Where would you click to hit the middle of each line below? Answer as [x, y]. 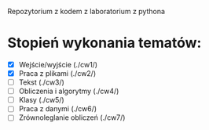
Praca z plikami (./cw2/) [57, 73]
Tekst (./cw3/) [41, 82]
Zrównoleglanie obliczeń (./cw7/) [72, 117]
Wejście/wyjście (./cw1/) [58, 64]
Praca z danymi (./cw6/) [58, 109]
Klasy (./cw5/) [41, 100]
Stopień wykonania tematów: [104, 43]
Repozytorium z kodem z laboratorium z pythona [86, 11]
